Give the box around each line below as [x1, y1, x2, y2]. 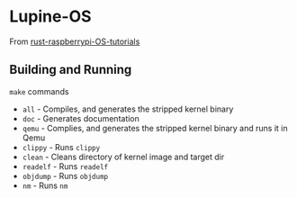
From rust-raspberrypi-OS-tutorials [9, 36, 140, 47]
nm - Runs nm [22, 180, 68, 191]
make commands [9, 85, 69, 96]
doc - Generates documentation [22, 112, 139, 123]
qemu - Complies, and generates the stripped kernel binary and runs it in [22, 122, 288, 133]
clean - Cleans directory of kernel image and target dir [22, 151, 225, 162]
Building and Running [9, 62, 132, 77]
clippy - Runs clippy [22, 141, 101, 152]
